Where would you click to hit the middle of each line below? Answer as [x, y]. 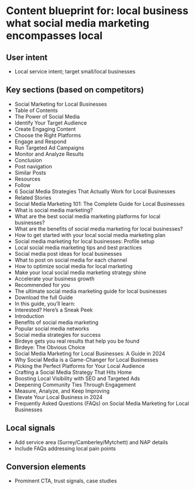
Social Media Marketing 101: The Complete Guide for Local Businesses [100, 204]
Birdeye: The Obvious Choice [50, 347]
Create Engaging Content [45, 129]
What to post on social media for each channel [71, 260]
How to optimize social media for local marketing [73, 266]
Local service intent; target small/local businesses [75, 71]
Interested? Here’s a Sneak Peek [54, 310]
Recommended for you [42, 285]
